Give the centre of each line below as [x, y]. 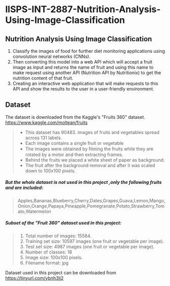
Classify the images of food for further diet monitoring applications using [89, 51]
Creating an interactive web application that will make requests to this [85, 83]
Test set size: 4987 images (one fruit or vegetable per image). [90, 246]
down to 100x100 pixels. [50, 171]
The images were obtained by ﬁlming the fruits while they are [89, 149]
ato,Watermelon [35, 211]
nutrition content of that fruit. [43, 78]
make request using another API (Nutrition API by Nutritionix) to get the [87, 73]
